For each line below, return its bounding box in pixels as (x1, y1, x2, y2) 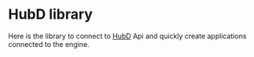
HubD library (8, 5, 93, 23)
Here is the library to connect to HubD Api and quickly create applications (8, 31, 247, 41)
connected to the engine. (8, 39, 90, 48)
